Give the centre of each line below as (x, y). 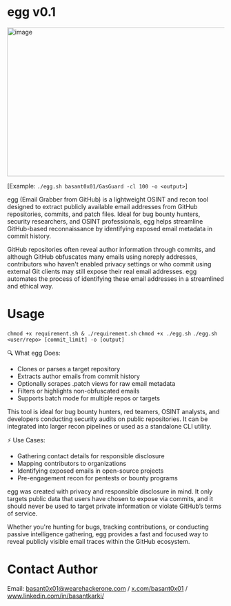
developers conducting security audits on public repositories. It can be (108, 419)
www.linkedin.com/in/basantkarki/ (56, 596)
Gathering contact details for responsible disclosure (91, 456)
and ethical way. (30, 286)
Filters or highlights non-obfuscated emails (78, 391)
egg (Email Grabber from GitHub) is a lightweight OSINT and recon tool (108, 199)
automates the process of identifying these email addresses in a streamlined (115, 278)
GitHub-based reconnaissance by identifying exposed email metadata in (110, 228)
